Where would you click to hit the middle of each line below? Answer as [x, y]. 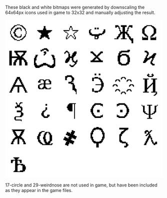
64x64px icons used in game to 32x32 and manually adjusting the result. [80, 12]
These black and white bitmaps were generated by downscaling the [75, 7]
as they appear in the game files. [39, 190]
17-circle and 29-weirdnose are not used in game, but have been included [81, 185]
